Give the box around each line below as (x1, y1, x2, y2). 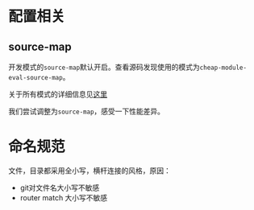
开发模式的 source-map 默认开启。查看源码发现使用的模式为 (8, 62, 200, 72)
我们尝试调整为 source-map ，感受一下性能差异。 (8, 106, 165, 116)
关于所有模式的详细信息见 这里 (8, 89, 107, 99)
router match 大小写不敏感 (19, 192, 108, 202)
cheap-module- (199, 64, 248, 72)
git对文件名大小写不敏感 (19, 183, 100, 192)
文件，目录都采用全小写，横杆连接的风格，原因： (8, 166, 171, 175)
